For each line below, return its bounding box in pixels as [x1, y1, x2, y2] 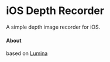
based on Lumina [6, 50, 48, 57]
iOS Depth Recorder [6, 4, 104, 18]
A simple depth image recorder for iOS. [6, 23, 101, 30]
